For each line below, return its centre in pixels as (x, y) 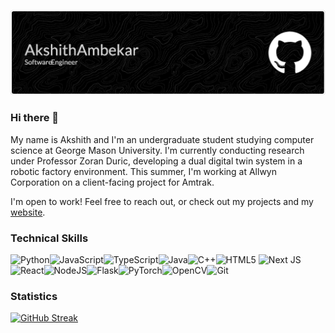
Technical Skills (49, 238)
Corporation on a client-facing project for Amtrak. (112, 182)
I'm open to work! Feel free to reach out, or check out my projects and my (162, 201)
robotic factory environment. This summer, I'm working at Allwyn (143, 171)
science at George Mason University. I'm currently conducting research (157, 150)
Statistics (34, 296)
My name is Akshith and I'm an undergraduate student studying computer (162, 139)
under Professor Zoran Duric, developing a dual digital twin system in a (156, 161)
